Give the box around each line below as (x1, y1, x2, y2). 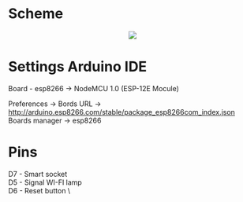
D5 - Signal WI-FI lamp (8, 178, 83, 187)
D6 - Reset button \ (8, 185, 71, 195)
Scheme (8, 5, 64, 23)
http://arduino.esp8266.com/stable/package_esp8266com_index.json (8, 107, 235, 116)
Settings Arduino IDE (8, 58, 148, 75)
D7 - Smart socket (8, 169, 68, 178)
